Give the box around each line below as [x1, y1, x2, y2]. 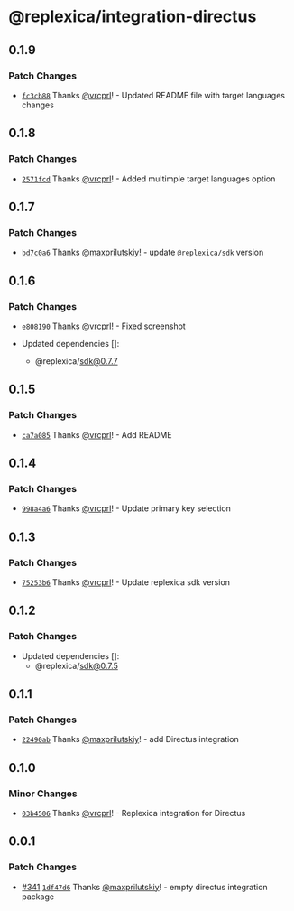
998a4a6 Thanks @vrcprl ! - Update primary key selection [21, 503, 232, 514]
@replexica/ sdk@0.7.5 [34, 660, 118, 671]
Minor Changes [8, 787, 78, 800]
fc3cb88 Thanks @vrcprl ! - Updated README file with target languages [21, 89, 286, 100]
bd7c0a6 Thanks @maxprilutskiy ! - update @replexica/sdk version [21, 246, 264, 258]
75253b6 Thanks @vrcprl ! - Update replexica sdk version [21, 577, 231, 588]
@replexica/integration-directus [8, 6, 257, 27]
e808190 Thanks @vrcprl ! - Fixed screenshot [21, 321, 186, 331]
